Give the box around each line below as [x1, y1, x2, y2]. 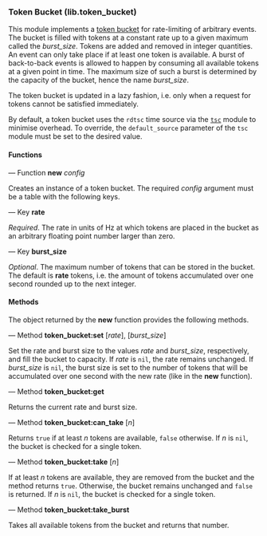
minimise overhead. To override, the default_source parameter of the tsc [8, 123, 249, 133]
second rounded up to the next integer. [8, 278, 137, 289]
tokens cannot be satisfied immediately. [8, 99, 139, 109]
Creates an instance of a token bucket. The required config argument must [8, 183, 254, 193]
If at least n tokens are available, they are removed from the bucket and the [8, 472, 255, 482]
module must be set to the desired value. [8, 132, 143, 141]
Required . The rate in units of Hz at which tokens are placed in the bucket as [8, 223, 259, 232]
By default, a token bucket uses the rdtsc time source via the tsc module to [8, 115, 257, 124]
